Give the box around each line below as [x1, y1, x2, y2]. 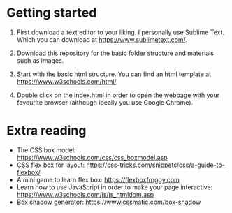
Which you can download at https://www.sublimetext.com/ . [16, 35, 188, 43]
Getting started [6, 5, 97, 21]
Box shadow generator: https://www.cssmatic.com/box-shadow [16, 198, 201, 206]
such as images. [16, 56, 64, 64]
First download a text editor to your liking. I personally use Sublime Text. [16, 28, 225, 36]
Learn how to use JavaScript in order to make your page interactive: [16, 183, 213, 191]
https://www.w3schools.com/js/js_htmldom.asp [16, 190, 154, 198]
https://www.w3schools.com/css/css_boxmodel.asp [16, 153, 168, 161]
